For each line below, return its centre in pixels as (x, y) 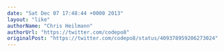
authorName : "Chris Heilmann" (50, 26)
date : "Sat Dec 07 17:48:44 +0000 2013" (66, 13)
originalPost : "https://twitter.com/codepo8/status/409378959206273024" (113, 38)
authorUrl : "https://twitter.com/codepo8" (68, 32)
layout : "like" (29, 20)
